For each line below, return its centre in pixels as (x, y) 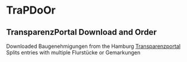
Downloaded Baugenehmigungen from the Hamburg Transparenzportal (93, 46)
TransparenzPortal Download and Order (82, 32)
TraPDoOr (31, 10)
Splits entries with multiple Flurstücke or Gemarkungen (73, 53)
